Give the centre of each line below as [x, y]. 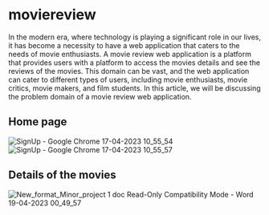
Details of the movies [62, 175]
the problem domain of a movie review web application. [100, 96]
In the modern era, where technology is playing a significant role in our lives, [134, 37]
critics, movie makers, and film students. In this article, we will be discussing [134, 88]
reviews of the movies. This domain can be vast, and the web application [129, 71]
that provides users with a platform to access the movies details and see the [134, 63]
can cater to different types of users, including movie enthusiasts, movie [128, 79]
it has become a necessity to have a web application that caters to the [124, 45]
